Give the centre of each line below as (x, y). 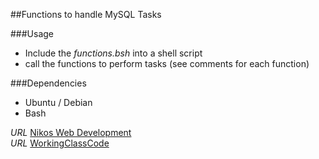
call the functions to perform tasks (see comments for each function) (167, 63)
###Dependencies (48, 83)
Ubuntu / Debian (58, 102)
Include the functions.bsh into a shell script (113, 53)
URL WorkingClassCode (60, 143)
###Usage (32, 33)
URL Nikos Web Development (71, 132)
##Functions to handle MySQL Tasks (86, 14)
